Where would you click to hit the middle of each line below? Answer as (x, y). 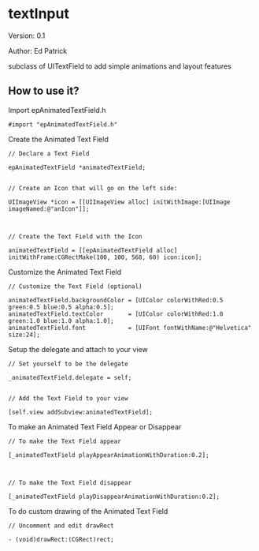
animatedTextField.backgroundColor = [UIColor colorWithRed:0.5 (116, 300)
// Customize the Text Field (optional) (76, 286)
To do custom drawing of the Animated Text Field (88, 511)
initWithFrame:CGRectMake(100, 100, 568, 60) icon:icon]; (105, 257)
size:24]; (24, 335)
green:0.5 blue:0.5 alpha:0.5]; (61, 307)
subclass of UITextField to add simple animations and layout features (120, 66)
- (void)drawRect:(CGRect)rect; (61, 539)
